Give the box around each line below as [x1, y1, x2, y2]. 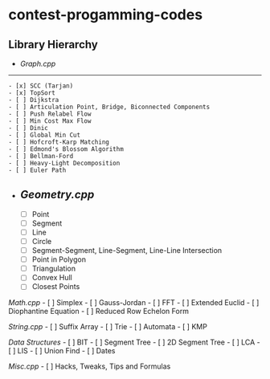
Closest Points [31, 282, 80, 291]
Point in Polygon [31, 255, 87, 264]
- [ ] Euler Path [8, 166, 67, 174]
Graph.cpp [19, 59, 56, 68]
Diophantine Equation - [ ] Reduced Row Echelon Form [8, 307, 189, 316]
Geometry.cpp [19, 188, 95, 202]
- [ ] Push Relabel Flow [8, 110, 92, 118]
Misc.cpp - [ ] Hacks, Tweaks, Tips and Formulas [8, 361, 171, 371]
